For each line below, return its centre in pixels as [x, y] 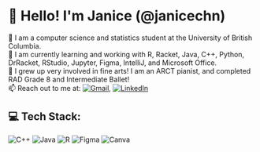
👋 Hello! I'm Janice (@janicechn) [117, 16]
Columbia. [25, 45]
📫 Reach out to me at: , [60, 88]
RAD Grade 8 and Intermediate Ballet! [69, 79]
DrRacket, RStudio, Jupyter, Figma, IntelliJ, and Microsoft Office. [113, 63]
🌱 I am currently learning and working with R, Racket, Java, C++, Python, [126, 54]
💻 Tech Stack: [45, 117]
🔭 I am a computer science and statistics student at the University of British [130, 38]
